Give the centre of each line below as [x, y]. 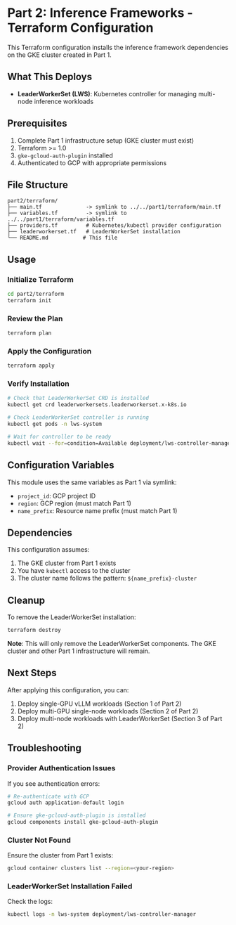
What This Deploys [50, 77]
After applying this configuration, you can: [68, 690]
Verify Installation [38, 384]
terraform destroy [34, 630]
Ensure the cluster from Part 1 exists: [60, 855]
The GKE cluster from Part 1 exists [67, 563]
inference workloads [64, 101]
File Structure [38, 185]
